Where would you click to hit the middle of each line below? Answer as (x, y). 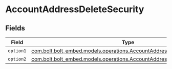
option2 (17, 59)
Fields (15, 28)
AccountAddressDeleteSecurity (75, 9)
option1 (17, 51)
